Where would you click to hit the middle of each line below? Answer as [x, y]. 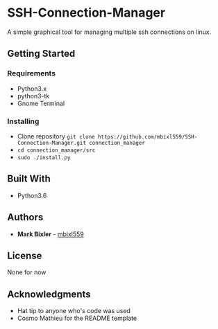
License [25, 255]
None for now [27, 272]
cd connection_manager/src [56, 150]
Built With [29, 179]
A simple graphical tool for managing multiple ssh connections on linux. [109, 32]
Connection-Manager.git [52, 143]
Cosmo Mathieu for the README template [77, 318]
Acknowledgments [49, 294]
